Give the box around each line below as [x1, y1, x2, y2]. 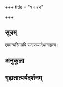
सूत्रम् [5, 28, 17, 37]
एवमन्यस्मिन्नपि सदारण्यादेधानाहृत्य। [5, 42, 59, 48]
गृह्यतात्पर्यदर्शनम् [5, 73, 42, 82]
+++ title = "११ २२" [5, 4, 44, 10]
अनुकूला [5, 57, 25, 65]
